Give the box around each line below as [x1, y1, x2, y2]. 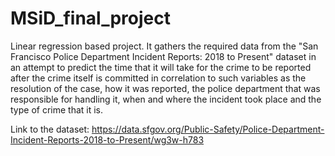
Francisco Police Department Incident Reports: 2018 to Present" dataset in [10, 50, 317, 62]
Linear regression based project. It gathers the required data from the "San [10, 40, 319, 52]
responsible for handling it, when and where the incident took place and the [10, 93, 322, 105]
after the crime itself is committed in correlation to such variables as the [10, 72, 307, 84]
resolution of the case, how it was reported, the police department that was [10, 82, 321, 94]
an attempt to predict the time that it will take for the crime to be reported [10, 61, 312, 73]
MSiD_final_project [10, 7, 172, 30]
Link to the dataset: [10, 123, 90, 135]
